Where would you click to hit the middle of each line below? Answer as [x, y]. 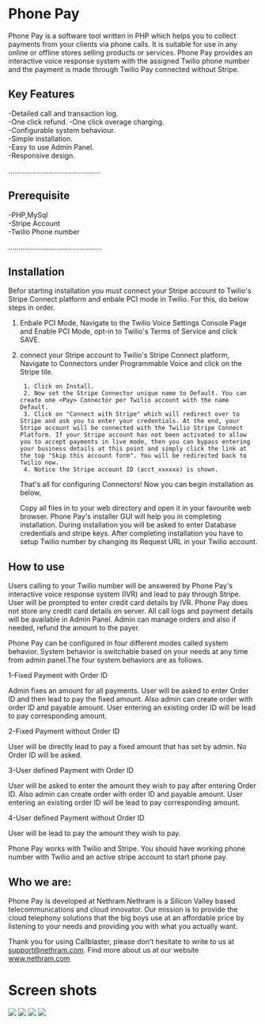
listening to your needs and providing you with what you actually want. [123, 926]
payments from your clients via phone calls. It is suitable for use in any [123, 44]
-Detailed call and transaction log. [63, 113]
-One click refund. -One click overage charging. [86, 122]
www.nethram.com [39, 958]
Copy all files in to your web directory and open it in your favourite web [135, 508]
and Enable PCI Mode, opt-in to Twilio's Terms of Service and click [129, 331]
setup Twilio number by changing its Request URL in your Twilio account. [138, 542]
